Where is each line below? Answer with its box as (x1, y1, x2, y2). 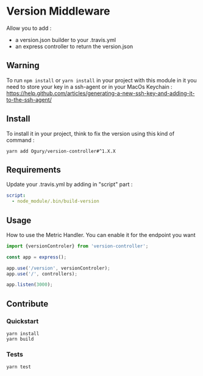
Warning (6, 60, 40, 71)
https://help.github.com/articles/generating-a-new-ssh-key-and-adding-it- (6, 90, 195, 97)
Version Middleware (6, 4, 111, 18)
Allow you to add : (6, 24, 52, 32)
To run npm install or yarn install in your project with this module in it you (6, 76, 197, 83)
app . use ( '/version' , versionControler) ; (6, 265, 111, 271)
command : (6, 136, 35, 144)
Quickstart (6, 317, 39, 325)
